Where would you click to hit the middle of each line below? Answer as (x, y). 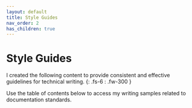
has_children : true (31, 29)
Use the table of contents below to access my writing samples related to (96, 94)
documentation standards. (39, 100)
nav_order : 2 (23, 23)
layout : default (27, 12)
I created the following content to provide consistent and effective (88, 75)
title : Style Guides (32, 17)
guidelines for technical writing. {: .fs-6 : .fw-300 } (69, 81)
